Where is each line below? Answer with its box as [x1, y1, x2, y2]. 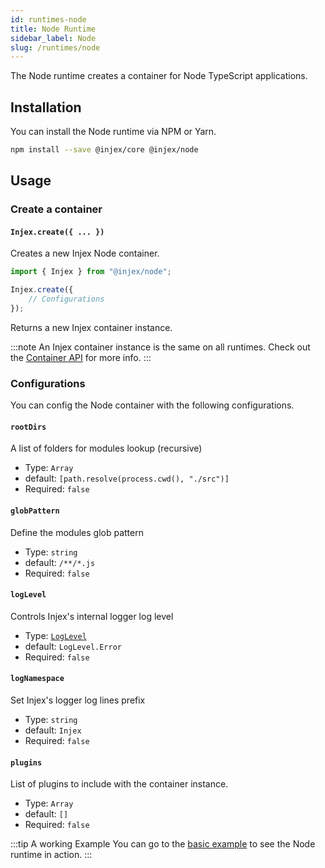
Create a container [10, 202, 103, 216]
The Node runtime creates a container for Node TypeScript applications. [10, 70, 308, 82]
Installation [10, 99, 82, 116]
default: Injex [24, 724, 82, 736]
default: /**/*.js [24, 556, 96, 568]
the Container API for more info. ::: [10, 351, 152, 363]
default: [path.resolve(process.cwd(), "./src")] [24, 472, 230, 485]
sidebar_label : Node [10, 33, 97, 43]
